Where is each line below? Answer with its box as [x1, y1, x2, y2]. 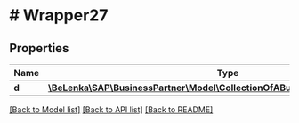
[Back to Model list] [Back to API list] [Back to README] [9, 104, 214, 115]
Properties [9, 41, 69, 56]
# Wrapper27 [9, 5, 109, 26]
